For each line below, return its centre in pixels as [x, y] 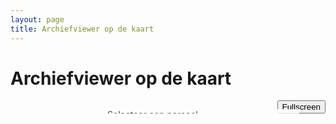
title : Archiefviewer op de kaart [82, 29]
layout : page [37, 19]
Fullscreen [301, 107]
